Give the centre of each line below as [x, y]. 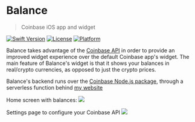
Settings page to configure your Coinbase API [63, 112]
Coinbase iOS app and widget [58, 27]
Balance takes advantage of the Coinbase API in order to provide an [91, 50]
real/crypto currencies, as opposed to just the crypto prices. [81, 69]
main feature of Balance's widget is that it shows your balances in [88, 63]
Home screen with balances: [42, 100]
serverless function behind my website [55, 87]
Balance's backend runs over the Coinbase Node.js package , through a [95, 81]
